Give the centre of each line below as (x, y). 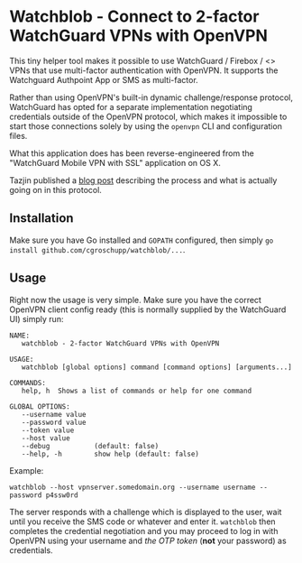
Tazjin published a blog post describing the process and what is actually (143, 180)
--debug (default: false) (90, 446)
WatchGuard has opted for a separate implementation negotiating (131, 106)
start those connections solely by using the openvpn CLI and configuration (146, 126)
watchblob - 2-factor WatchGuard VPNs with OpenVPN (120, 343)
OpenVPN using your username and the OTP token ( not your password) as (148, 540)
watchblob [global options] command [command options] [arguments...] (157, 367)
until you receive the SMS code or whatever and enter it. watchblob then (143, 521)
